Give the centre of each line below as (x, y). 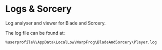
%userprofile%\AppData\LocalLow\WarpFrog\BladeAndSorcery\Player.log (81, 42)
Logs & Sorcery (38, 9)
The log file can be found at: (35, 33)
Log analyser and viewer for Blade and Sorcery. (56, 23)
